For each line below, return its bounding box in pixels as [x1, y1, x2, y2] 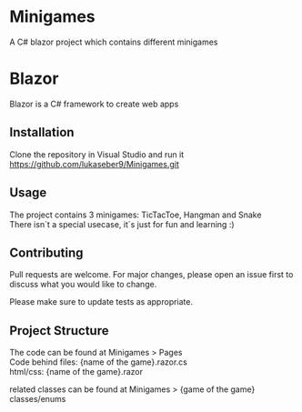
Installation [9, 125, 75, 140]
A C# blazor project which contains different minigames [9, 36, 218, 47]
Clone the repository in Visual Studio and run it [9, 148, 185, 160]
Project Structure [9, 323, 109, 338]
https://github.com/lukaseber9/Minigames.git [9, 158, 179, 169]
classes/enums [9, 394, 66, 405]
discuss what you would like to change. [9, 279, 157, 290]
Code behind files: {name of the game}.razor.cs [9, 357, 188, 367]
